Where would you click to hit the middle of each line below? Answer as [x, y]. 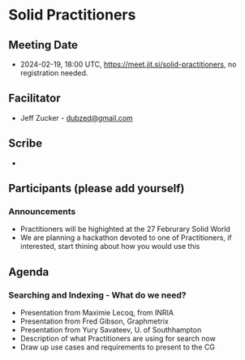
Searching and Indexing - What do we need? [97, 295]
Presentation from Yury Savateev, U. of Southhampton [111, 330]
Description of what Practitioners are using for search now [118, 339]
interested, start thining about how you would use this [110, 246]
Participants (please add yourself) [97, 189]
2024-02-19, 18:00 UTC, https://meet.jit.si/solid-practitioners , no [128, 64]
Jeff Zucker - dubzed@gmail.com [77, 118]
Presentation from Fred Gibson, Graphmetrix [94, 321]
